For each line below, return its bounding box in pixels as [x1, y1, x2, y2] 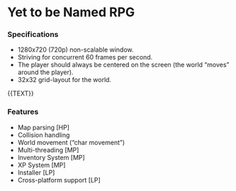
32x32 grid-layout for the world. [17, 76, 112, 84]
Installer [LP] [17, 168, 55, 177]
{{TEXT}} [7, 89, 34, 98]
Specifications [7, 30, 59, 40]
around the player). [17, 68, 74, 76]
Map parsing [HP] [17, 123, 69, 132]
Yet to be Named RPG [7, 4, 135, 21]
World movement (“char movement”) [17, 138, 125, 146]
